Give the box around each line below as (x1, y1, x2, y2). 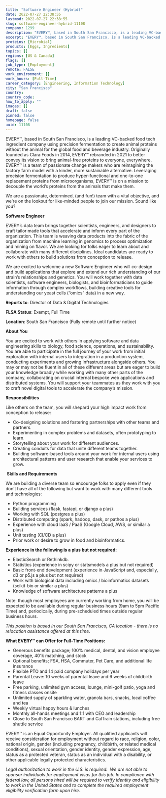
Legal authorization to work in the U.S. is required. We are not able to (5, 766, 148, 772)
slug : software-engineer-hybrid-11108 (5, 21, 85, 26)
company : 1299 (5, 26, 35, 31)
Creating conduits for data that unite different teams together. (12, 445, 138, 451)
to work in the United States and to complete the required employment (5, 782, 149, 788)
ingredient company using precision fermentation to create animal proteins (5, 141, 157, 147)
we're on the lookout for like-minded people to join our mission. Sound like (5, 198, 157, 204)
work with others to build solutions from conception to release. (5, 254, 133, 260)
